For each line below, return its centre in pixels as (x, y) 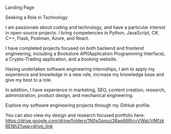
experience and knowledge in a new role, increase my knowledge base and (85, 74)
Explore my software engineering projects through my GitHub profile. (78, 105)
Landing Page (20, 7)
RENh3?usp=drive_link (29, 126)
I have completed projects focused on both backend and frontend (75, 48)
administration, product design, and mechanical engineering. (70, 95)
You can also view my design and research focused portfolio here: (75, 115)
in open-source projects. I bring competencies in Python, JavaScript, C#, (82, 33)
